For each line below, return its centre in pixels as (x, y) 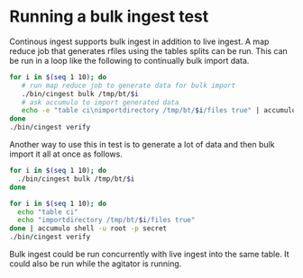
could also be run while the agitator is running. (96, 264)
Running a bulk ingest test (109, 17)
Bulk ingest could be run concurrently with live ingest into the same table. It (150, 255)
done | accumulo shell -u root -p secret (88, 229)
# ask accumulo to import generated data (100, 102)
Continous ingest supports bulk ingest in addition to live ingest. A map (139, 41)
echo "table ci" (48, 212)
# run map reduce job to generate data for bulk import (129, 85)
